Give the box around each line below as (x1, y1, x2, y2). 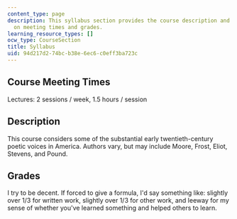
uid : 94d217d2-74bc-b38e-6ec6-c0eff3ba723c (7, 50, 138, 57)
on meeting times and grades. (13, 23, 103, 30)
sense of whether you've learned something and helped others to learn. (7, 203, 218, 213)
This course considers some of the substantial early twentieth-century (7, 134, 214, 142)
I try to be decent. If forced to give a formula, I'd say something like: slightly (7, 189, 228, 197)
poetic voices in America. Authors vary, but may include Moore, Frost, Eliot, (7, 142, 228, 150)
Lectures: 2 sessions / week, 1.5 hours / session (7, 95, 148, 103)
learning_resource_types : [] (7, 30, 94, 38)
